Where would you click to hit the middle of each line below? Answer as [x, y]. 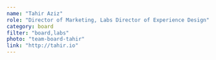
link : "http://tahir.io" [43, 46]
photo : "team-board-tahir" [46, 39]
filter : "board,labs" [38, 33]
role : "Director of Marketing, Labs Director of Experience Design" [108, 20]
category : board [30, 26]
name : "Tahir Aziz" [35, 13]
